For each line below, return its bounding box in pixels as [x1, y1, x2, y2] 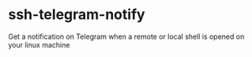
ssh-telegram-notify [8, 6, 145, 24]
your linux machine [8, 40, 70, 49]
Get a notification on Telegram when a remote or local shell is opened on [8, 32, 245, 41]
